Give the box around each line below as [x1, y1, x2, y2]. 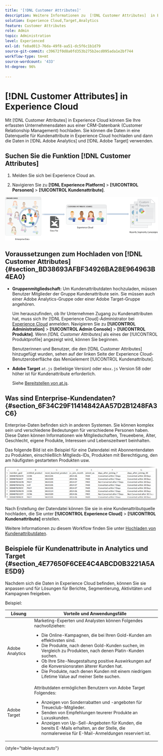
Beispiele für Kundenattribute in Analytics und [5, 545, 148, 553]
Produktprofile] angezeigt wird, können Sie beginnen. [12, 336, 119, 342]
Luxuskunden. [41, 715, 70, 721]
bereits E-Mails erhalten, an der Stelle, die [41, 725, 126, 731]
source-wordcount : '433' [5, 59, 55, 64]
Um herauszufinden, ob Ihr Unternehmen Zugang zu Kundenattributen [12, 310, 153, 316]
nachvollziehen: [34, 623, 65, 629]
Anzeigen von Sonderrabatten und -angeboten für [41, 699, 142, 705]
